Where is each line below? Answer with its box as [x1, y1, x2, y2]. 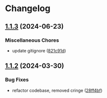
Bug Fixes [5, 76, 29, 83]
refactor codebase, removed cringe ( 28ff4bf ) [12, 87, 103, 93]
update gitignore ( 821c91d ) [12, 48, 67, 53]
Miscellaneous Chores [5, 37, 59, 44]
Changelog [5, 3, 51, 14]
